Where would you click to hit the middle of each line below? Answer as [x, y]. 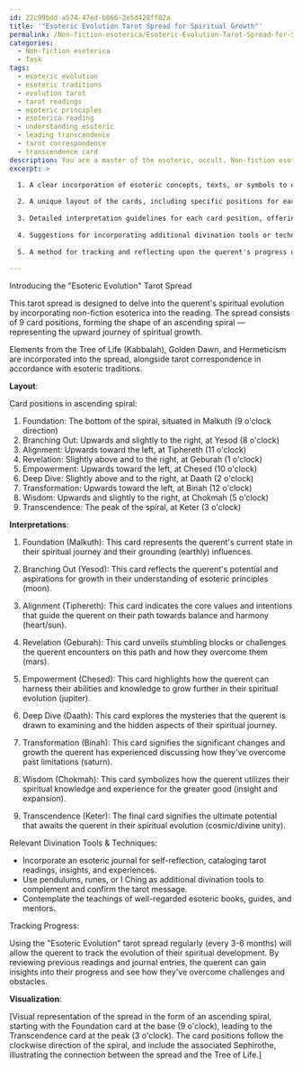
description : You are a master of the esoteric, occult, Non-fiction [142, 160]
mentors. [39, 909]
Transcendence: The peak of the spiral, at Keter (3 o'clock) [132, 507]
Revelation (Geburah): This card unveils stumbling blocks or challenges [154, 643]
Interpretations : [39, 525]
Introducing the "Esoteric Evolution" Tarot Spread [101, 286]
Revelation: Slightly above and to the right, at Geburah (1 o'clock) [142, 460]
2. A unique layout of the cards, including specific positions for [148, 202]
